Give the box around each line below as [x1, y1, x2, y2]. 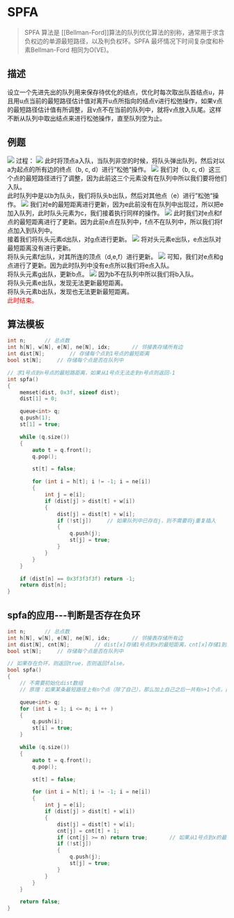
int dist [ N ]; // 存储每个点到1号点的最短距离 [7, 350, 150, 357]
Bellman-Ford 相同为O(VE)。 [30, 45, 113, 54]
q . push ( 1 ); [19, 415, 52, 422]
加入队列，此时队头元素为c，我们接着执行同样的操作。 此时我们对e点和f [7, 209, 223, 217]
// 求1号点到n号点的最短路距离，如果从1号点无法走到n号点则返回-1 [7, 369, 175, 376]
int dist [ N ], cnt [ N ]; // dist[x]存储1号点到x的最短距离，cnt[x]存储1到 [7, 641, 227, 648]
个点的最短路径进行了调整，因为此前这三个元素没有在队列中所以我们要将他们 [7, 174, 227, 182]
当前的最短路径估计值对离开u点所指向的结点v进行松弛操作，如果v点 [29, 96, 223, 105]
